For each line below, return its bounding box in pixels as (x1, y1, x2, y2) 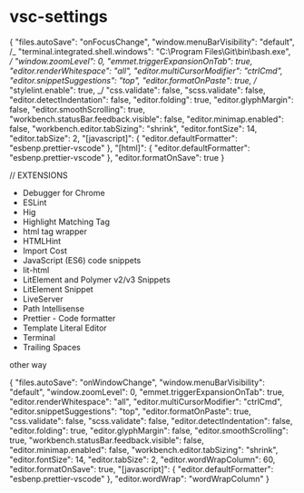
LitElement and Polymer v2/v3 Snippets (22, 274, 171, 285)
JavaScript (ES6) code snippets (22, 254, 142, 265)
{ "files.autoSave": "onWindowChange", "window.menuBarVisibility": (9, 377, 265, 388)
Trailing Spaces (22, 341, 82, 352)
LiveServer (22, 293, 64, 304)
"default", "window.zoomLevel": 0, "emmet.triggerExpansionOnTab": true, (9, 386, 285, 397)
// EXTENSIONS (9, 170, 68, 181)
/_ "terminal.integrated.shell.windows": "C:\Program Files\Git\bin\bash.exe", (9, 45, 291, 56)
